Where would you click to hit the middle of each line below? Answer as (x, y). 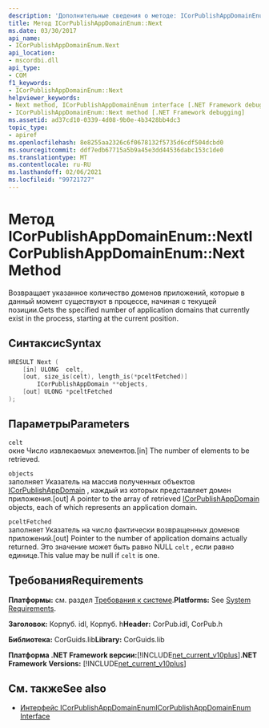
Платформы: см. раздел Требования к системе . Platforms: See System (130, 600)
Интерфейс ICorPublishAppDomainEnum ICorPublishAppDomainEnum (135, 708)
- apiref (23, 135)
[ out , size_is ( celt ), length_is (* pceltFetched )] (105, 377)
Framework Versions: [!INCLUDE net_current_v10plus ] (97, 663)
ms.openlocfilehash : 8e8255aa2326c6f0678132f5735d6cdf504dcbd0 (116, 142)
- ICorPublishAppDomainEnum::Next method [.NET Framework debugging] (127, 113)
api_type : (25, 68)
